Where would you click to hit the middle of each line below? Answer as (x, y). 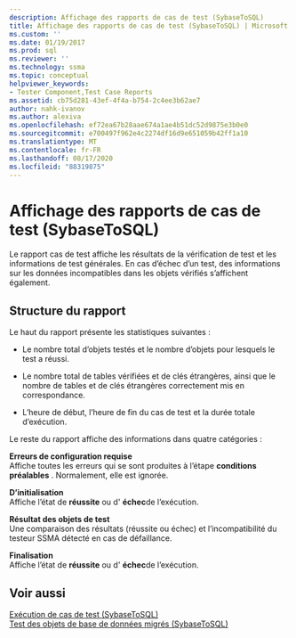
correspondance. (54, 395)
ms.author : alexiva (45, 117)
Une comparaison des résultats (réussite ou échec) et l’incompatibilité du (143, 529)
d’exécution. (44, 422)
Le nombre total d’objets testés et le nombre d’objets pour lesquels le (148, 349)
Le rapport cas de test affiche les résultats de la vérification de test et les (143, 254)
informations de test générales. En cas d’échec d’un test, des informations (145, 264)
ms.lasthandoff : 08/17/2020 (61, 158)
